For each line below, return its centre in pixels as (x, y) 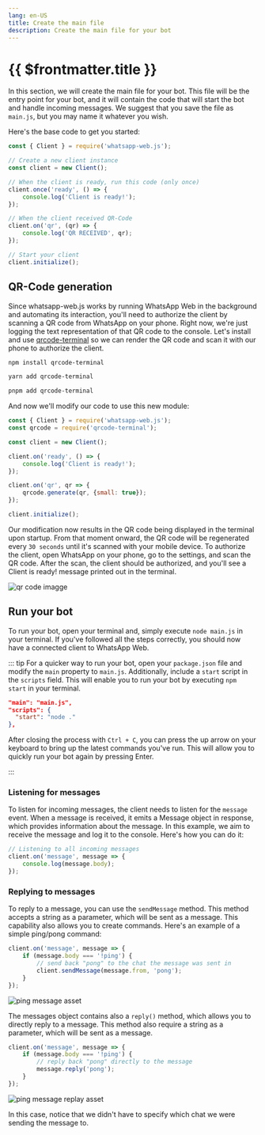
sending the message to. (49, 1122)
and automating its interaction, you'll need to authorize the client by (118, 314)
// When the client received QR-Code (70, 218)
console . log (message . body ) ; (68, 864)
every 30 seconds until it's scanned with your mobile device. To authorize (127, 546)
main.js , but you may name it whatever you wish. (88, 116)
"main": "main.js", (40, 702)
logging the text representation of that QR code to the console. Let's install (130, 331)
